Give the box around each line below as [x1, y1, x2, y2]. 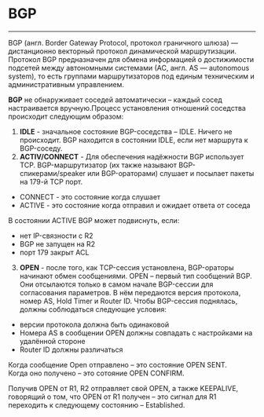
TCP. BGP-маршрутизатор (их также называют [19, 160, 178, 170]
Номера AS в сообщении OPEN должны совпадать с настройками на [19, 327, 253, 338]
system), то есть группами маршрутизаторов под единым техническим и [8, 71, 255, 81]
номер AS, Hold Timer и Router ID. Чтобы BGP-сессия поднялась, [19, 296, 238, 305]
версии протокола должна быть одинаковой [19, 320, 170, 329]
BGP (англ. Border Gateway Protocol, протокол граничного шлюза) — [8, 38, 238, 47]
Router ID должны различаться [19, 345, 123, 354]
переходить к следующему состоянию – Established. [8, 400, 185, 409]
